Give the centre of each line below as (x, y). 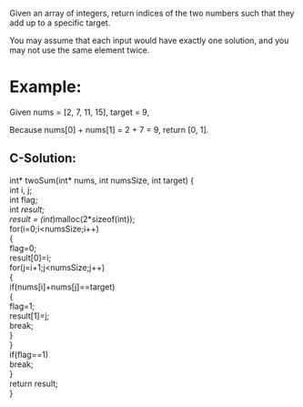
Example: (45, 87)
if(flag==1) (29, 354)
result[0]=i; (30, 258)
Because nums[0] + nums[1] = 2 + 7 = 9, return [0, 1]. (109, 129)
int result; (27, 209)
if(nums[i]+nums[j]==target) (62, 287)
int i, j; (21, 189)
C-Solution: (43, 158)
